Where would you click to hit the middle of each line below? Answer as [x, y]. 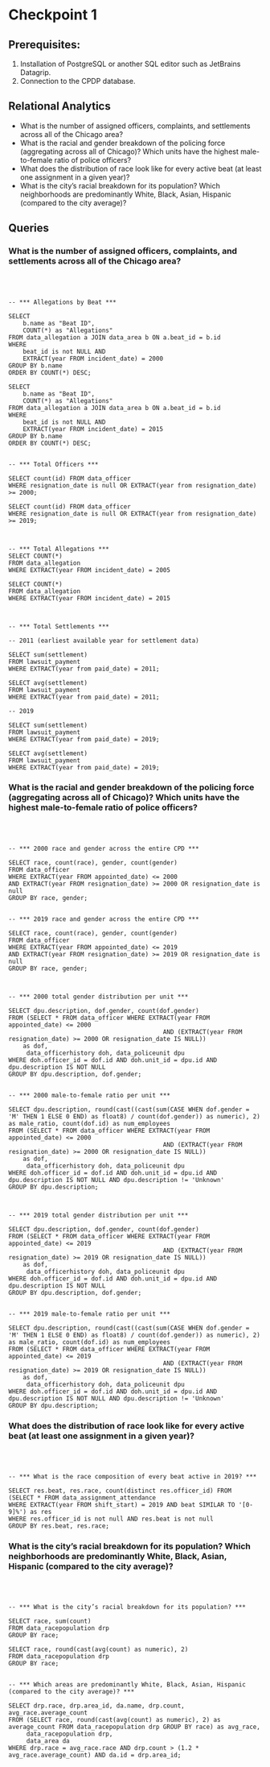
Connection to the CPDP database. [78, 81]
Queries [29, 228]
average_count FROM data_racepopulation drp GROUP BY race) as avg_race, [135, 1727]
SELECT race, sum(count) [50, 1621]
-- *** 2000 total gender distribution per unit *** [98, 997]
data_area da [48, 1741]
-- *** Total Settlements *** [59, 626]
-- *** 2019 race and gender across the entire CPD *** [104, 919]
